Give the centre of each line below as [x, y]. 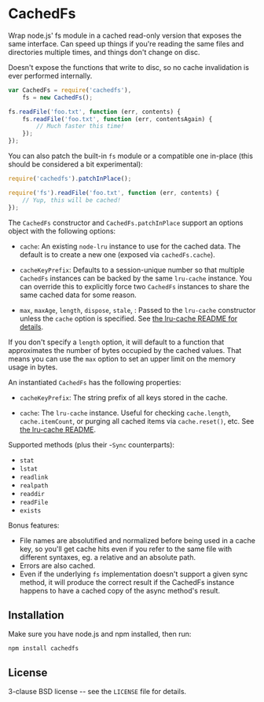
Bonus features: [34, 525]
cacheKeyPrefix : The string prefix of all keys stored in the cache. [123, 397]
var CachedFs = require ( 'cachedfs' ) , [70, 90]
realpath [34, 485]
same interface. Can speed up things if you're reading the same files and [126, 43]
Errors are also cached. [57, 565]
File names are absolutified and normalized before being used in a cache [137, 540]
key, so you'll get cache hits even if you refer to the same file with [126, 549]
